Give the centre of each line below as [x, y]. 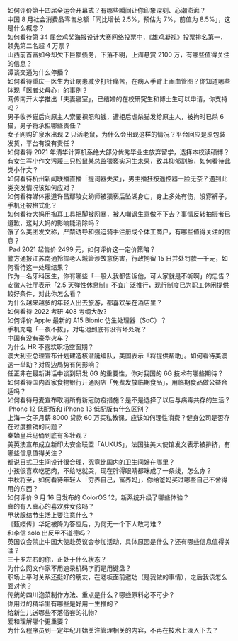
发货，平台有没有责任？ [41, 143]
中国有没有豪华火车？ [38, 338]
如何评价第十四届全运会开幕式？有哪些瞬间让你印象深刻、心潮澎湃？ [107, 10]
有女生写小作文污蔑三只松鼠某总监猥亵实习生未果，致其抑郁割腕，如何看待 [116, 161]
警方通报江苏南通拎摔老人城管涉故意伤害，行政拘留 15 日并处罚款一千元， [114, 258]
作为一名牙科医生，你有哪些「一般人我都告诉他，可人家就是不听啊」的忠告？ [119, 276]
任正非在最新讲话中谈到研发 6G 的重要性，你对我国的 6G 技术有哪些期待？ [116, 373]
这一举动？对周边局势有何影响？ [54, 364]
